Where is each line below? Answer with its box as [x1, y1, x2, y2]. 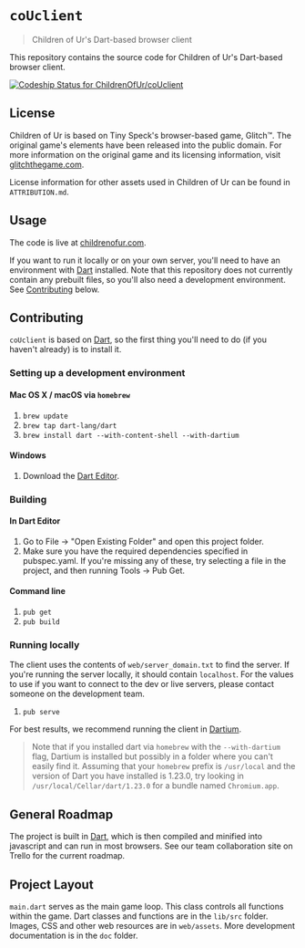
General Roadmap [9, 807, 114, 822]
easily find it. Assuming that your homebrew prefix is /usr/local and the [31, 761, 296, 772]
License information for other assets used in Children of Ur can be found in [9, 176, 290, 187]
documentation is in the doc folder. [9, 930, 138, 941]
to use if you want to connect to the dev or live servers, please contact [9, 679, 275, 690]
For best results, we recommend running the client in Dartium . [9, 724, 242, 734]
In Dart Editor [9, 516, 61, 526]
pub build [22, 618, 61, 627]
